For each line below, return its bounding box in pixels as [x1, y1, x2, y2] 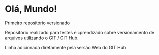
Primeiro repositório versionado [5, 20, 70, 26]
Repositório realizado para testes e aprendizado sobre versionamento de [5, 29, 155, 35]
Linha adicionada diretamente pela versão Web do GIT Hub [5, 44, 126, 50]
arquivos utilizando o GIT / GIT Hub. [5, 35, 79, 41]
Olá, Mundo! [5, 3, 57, 15]
